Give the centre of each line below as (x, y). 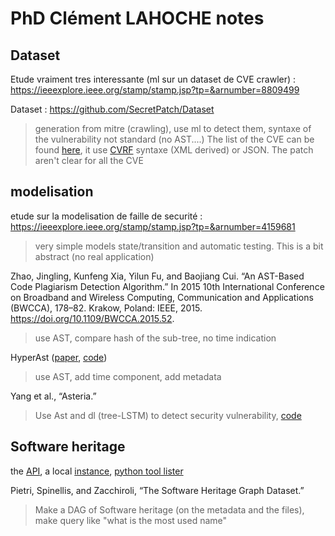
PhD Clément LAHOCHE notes (137, 18)
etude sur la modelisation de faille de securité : (106, 216)
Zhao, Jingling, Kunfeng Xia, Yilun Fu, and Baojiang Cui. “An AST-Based (157, 276)
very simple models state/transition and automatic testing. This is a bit (179, 246)
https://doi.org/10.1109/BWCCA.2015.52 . (92, 318)
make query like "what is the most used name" (131, 520)
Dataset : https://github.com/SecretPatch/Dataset (112, 109)
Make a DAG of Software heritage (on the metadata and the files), (169, 509)
